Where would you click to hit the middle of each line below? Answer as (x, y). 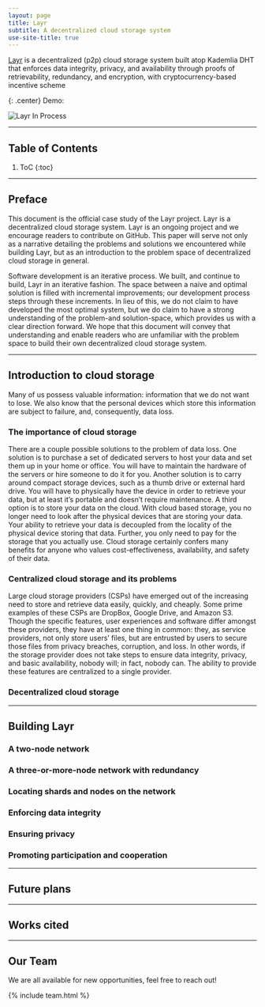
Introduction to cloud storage (82, 375)
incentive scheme (37, 85)
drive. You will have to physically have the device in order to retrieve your (127, 490)
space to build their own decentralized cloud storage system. (108, 343)
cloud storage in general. (49, 260)
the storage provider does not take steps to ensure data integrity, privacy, (128, 655)
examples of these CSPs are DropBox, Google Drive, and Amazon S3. (121, 613)
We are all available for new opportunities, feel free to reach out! (112, 980)
